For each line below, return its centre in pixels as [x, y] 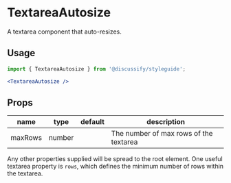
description [166, 122]
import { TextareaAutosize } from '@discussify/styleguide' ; [97, 69]
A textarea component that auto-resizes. [65, 32]
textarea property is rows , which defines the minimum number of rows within [115, 167]
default [92, 122]
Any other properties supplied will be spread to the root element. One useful [115, 159]
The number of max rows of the [162, 134]
